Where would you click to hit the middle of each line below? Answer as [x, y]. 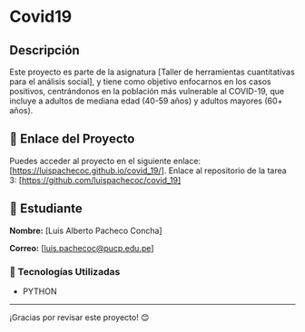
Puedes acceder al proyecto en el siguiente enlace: [105, 161]
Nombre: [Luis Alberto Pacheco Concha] [86, 230]
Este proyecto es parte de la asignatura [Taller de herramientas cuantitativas [152, 72]
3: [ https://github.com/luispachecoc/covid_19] [95, 180]
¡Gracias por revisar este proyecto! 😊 [79, 317]
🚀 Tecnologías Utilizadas [65, 271]
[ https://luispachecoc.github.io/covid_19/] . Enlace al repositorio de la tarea [148, 171]
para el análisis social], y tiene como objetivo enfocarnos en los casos [140, 82]
